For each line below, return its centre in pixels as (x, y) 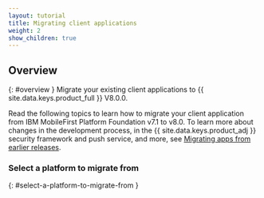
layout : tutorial (37, 16)
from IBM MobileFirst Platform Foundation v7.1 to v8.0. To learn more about (131, 122)
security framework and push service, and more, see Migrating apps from (130, 139)
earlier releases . (35, 148)
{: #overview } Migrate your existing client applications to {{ (106, 89)
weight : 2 (25, 30)
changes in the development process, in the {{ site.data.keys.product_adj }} (132, 131)
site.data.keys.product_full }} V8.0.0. (68, 98)
